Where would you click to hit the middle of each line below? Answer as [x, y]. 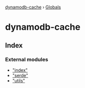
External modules [27, 59]
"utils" [19, 81]
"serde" [20, 75]
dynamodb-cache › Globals [33, 7]
